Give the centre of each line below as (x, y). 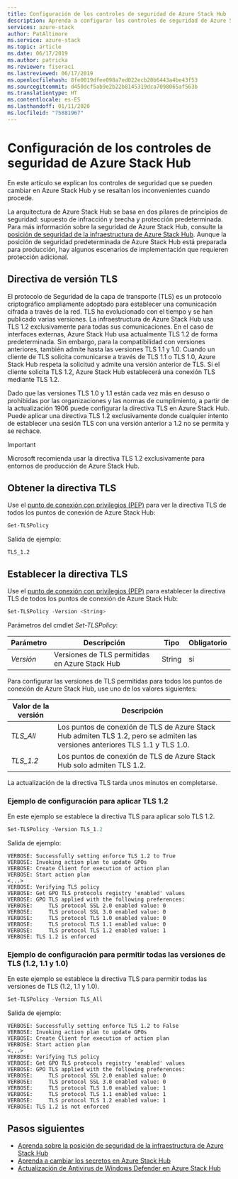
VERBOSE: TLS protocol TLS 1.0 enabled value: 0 (87, 918)
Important (22, 444)
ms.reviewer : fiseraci (41, 67)
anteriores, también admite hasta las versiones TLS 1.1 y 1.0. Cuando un (111, 349)
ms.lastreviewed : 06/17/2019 (50, 73)
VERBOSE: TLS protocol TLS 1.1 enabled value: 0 (87, 925)
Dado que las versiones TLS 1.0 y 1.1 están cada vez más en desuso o (109, 393)
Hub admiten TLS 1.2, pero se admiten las (127, 735)
